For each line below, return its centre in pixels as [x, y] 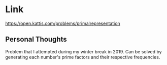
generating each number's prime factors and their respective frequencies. [83, 57]
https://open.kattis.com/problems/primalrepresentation [63, 23]
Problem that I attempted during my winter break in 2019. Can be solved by [83, 51]
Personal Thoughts [36, 39]
